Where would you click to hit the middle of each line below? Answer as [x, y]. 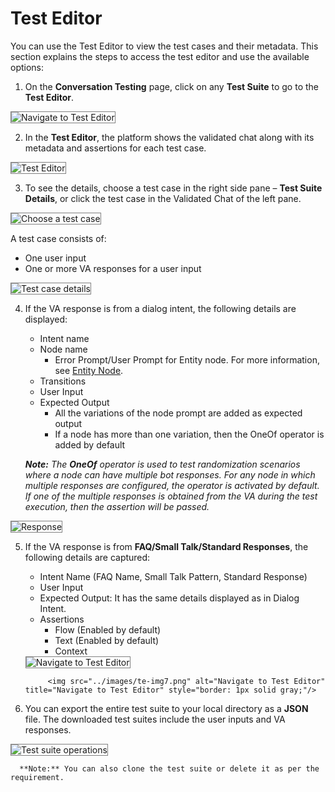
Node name [63, 349]
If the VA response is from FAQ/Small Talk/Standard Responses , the [166, 546]
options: [27, 67]
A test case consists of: [58, 238]
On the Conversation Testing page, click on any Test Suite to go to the [171, 86]
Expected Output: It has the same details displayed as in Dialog [169, 598]
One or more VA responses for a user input [113, 268]
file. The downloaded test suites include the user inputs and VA [155, 719]
